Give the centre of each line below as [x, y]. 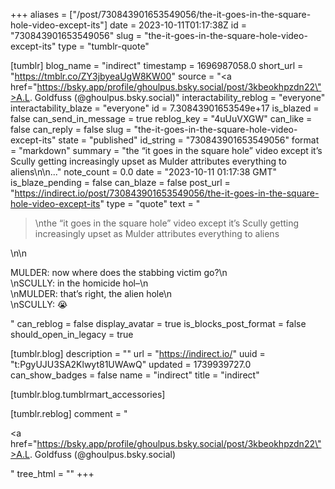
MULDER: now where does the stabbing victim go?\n [119, 272]
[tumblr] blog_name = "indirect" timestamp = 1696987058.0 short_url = [157, 65]
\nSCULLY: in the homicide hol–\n [79, 283]
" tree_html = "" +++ [52, 473]
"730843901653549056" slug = [76, 35]
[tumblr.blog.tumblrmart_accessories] [88, 394]
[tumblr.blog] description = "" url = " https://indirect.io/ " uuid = [138, 353]
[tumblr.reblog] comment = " [69, 413]
